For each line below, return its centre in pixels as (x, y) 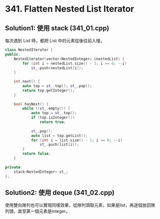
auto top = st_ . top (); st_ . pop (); (57, 86)
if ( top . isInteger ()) (53, 118)
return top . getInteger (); (49, 90)
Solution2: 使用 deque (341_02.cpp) (60, 193)
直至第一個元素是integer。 (44, 211)
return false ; (37, 154)
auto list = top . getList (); (59, 135)
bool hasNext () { (31, 104)
